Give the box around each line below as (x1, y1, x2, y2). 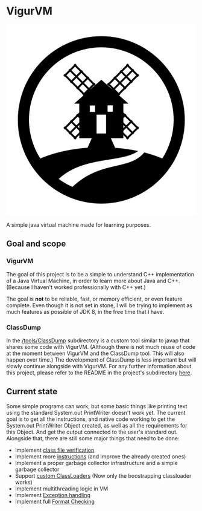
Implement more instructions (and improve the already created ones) (14, 452, 186, 460)
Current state (6, 386, 58, 397)
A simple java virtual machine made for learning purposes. (6, 221, 151, 228)
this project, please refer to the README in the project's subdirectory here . (6, 369, 192, 376)
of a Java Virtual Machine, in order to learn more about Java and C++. (6, 277, 180, 284)
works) (14, 478, 33, 486)
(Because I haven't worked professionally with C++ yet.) (6, 283, 146, 291)
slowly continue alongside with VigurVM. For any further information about (6, 362, 192, 369)
